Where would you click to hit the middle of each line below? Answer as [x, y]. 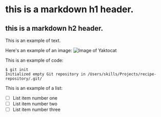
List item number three [37, 110]
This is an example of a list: [34, 88]
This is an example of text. [33, 40]
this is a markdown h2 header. [54, 28]
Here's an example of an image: [39, 50]
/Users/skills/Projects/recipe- [122, 74]
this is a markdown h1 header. [70, 9]
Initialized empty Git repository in [45, 74]
